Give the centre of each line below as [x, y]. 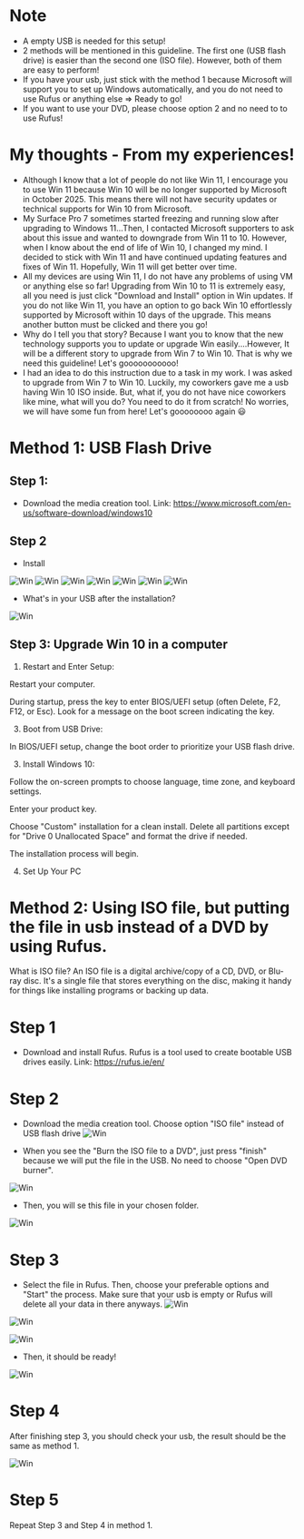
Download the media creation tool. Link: [97, 503]
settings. [26, 791]
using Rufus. [58, 946]
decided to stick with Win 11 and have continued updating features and [155, 257]
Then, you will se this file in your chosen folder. [111, 1206]
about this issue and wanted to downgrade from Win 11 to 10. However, [155, 238]
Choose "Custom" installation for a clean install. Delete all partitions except [150, 826]
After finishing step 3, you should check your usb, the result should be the [148, 1436]
